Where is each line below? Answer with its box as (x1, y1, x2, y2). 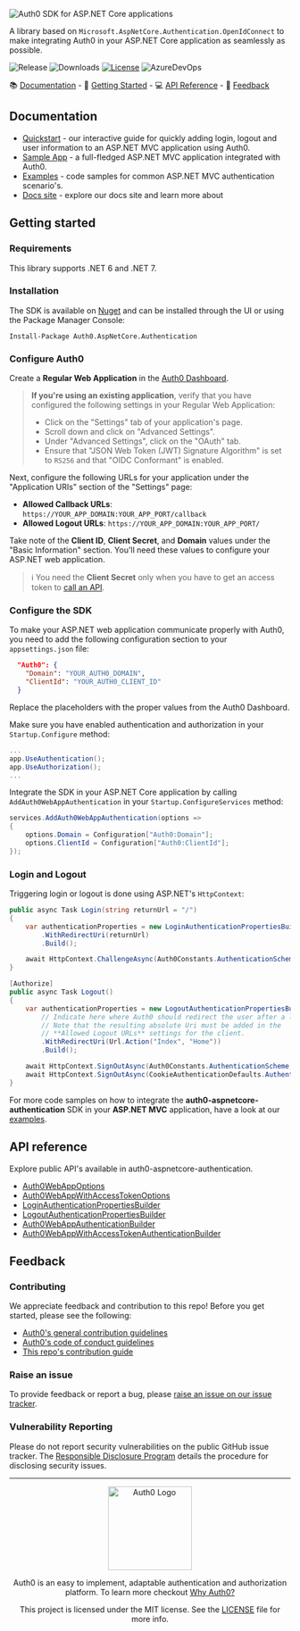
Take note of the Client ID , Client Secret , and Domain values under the (9, 536, 271, 546)
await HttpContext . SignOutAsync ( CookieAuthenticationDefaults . (25, 1069, 266, 1079)
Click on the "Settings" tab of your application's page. (44, 417, 244, 428)
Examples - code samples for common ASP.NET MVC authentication (21, 171, 275, 181)
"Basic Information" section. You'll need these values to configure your (9, 545, 271, 555)
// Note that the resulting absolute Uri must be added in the (41, 1020, 281, 1030)
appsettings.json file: (9, 644, 89, 654)
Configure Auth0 (9, 353, 85, 365)
